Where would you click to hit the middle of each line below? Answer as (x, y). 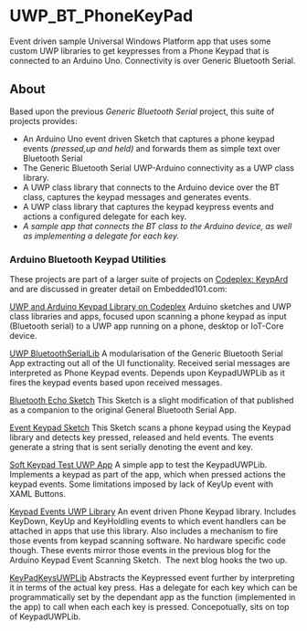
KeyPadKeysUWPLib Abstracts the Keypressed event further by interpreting (152, 578)
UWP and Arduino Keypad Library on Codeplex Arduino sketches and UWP (151, 307)
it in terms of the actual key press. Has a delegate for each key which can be (153, 588)
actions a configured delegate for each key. (105, 216)
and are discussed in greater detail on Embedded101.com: (118, 289)
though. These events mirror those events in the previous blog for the (140, 551)
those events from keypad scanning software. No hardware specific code (148, 541)
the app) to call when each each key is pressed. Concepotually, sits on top (149, 607)
